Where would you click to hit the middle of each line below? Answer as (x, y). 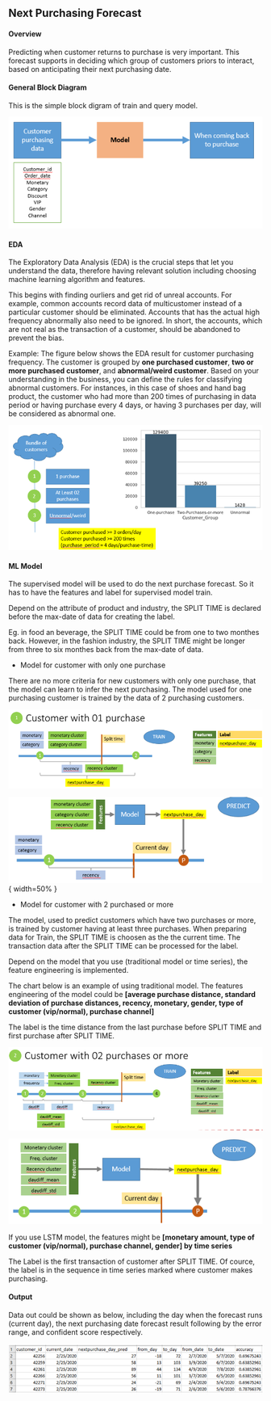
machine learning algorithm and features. (77, 280)
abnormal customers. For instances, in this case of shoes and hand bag (127, 388)
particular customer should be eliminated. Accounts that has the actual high (134, 312)
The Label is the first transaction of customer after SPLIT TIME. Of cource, (132, 1261)
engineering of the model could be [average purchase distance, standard (132, 995)
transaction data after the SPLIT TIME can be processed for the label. (123, 946)
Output (21, 1297)
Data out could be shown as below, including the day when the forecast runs (135, 1315)
